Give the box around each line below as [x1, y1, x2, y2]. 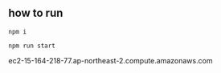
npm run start [8, 42, 56, 50]
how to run [8, 6, 63, 20]
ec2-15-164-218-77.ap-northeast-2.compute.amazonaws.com [8, 55, 213, 65]
